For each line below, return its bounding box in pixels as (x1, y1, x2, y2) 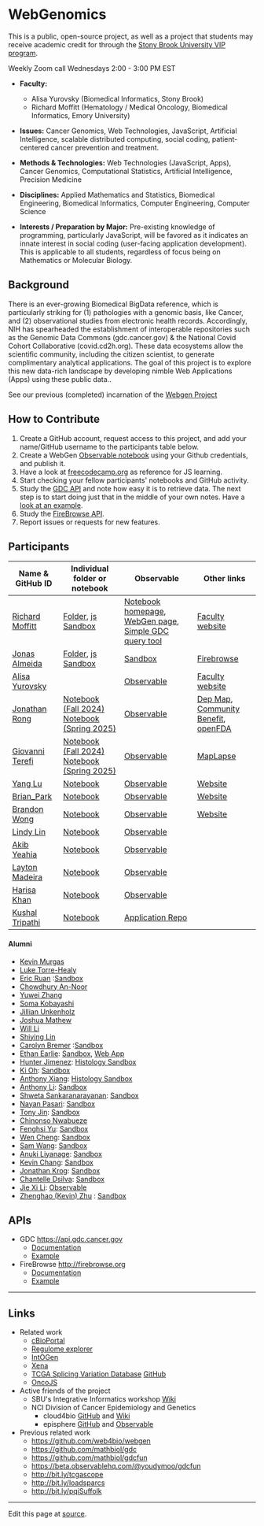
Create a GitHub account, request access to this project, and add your (19, 433, 247, 443)
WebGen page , (124, 616, 179, 627)
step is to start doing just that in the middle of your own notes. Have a (19, 492, 245, 502)
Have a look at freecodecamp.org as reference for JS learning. (19, 467, 222, 476)
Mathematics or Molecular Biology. (19, 255, 133, 265)
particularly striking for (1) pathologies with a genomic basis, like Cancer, (8, 307, 244, 317)
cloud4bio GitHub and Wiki (42, 1411, 130, 1420)
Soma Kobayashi (19, 998, 75, 1008)
